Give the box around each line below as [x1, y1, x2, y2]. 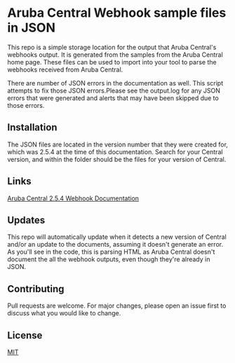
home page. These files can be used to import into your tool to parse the [7, 57, 217, 66]
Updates [7, 214, 46, 226]
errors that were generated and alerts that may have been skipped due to [7, 93, 219, 102]
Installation [7, 121, 58, 134]
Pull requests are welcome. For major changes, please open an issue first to [7, 301, 227, 310]
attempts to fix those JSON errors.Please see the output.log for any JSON [7, 86, 221, 95]
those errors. [7, 101, 45, 109]
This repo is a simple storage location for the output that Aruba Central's [7, 43, 217, 51]
